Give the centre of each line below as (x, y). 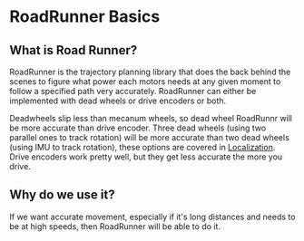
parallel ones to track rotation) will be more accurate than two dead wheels (150, 137)
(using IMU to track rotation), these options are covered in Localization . (142, 147)
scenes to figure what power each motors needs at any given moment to (145, 82)
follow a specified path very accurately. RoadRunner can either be (133, 91)
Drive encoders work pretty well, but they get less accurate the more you (146, 157)
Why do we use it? (62, 195)
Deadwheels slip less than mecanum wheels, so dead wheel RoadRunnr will (151, 118)
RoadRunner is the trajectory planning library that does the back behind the (150, 72)
